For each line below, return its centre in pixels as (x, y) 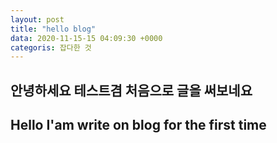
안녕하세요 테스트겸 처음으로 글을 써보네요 (131, 90)
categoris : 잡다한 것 (51, 47)
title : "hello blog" (53, 29)
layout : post (37, 19)
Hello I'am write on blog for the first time (138, 125)
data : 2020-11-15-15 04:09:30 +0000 (86, 38)
